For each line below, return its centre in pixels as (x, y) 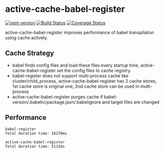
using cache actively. (27, 38)
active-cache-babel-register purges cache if (58, 97)
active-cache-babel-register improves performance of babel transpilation (80, 32)
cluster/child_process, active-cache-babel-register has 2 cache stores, (84, 81)
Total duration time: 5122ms (35, 146)
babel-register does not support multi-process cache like (70, 76)
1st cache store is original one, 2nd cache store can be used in (76, 86)
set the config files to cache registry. (94, 70)
